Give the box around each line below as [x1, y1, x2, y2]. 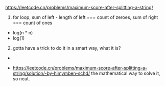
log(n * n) [12, 30, 33, 35]
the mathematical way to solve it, [91, 70, 160, 76]
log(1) [12, 35, 25, 41]
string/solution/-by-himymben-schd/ [12, 70, 90, 76]
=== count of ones [12, 20, 53, 26]
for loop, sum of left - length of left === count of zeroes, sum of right [12, 14, 158, 20]
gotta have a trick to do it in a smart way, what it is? [12, 45, 121, 51]
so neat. [12, 76, 30, 81]
